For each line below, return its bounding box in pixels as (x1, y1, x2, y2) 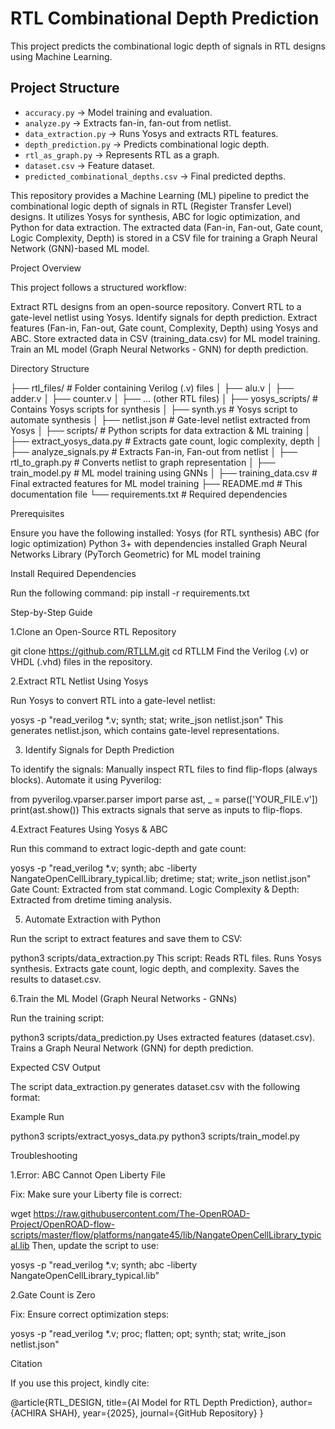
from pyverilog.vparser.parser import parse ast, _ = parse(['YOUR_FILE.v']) (10, 793, 319, 805)
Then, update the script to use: (31, 1239, 159, 1251)
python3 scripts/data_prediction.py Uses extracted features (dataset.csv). (10, 1031, 316, 1043)
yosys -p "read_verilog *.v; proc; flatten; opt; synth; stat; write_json (10, 1327, 287, 1339)
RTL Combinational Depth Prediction (10, 7, 320, 30)
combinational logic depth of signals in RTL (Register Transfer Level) (10, 200, 293, 212)
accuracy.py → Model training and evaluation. (24, 106, 213, 118)
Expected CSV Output (10, 1061, 101, 1073)
